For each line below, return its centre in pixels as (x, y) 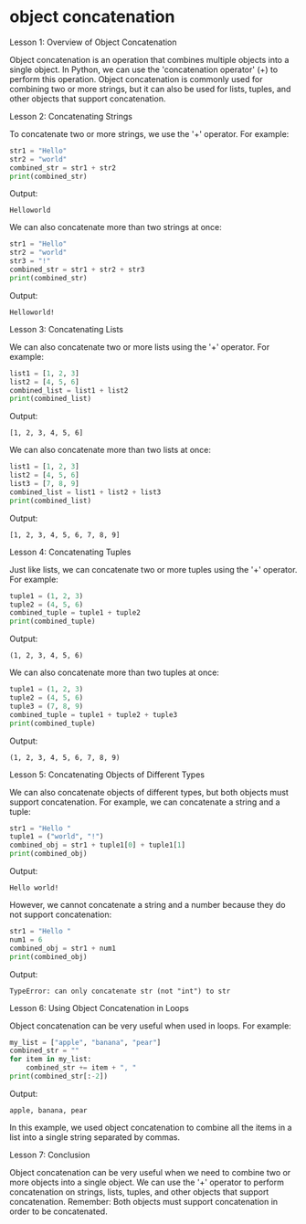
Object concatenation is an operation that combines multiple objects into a (149, 59)
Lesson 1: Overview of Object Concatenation (93, 42)
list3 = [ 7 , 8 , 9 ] (44, 484)
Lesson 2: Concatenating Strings (71, 116)
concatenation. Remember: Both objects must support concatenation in (144, 1201)
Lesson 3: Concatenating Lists (67, 329)
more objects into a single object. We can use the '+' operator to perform (147, 1182)
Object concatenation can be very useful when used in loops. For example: (151, 1026)
